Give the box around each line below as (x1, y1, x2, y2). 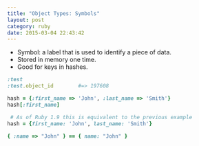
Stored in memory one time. (17, 56, 96, 64)
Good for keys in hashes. (17, 63, 88, 71)
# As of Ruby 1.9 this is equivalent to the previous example (10, 114, 193, 121)
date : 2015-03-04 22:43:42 (7, 29, 85, 36)
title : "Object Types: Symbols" (7, 10, 100, 17)
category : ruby (7, 23, 51, 30)
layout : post (7, 17, 45, 23)
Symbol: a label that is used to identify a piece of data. (17, 48, 172, 56)
